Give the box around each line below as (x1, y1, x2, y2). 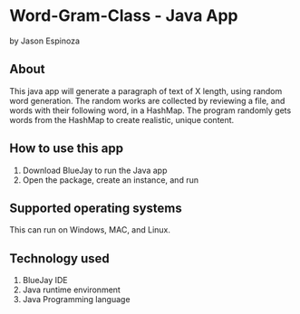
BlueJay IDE (22, 275, 68, 286)
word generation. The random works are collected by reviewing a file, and (9, 95, 285, 106)
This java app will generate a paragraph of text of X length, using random (9, 85, 283, 96)
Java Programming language (22, 294, 131, 305)
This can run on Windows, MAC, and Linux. (9, 224, 170, 235)
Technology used (9, 251, 111, 266)
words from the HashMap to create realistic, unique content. (9, 114, 235, 125)
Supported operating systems (9, 200, 183, 215)
